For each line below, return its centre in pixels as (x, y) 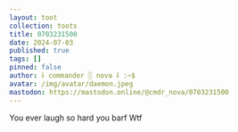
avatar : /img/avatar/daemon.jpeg (71, 84)
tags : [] (25, 59)
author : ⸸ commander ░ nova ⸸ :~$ (72, 76)
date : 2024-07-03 (41, 42)
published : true (39, 51)
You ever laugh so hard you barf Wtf (76, 118)
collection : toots (43, 26)
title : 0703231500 (43, 34)
